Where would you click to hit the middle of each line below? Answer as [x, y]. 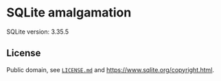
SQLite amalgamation [69, 13]
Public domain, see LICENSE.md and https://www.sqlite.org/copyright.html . [110, 69]
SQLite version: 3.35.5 [38, 32]
